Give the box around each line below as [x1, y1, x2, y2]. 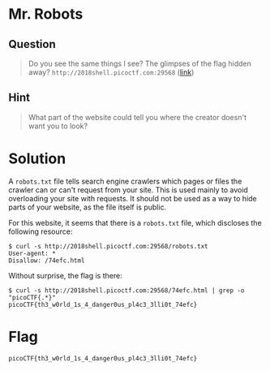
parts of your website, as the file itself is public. [8, 202, 167, 212]
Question [8, 37, 56, 51]
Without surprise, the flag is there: [8, 270, 123, 280]
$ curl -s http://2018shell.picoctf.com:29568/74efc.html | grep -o [8, 286, 245, 295]
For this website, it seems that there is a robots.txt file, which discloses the [8, 218, 262, 227]
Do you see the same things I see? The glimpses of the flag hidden [28, 58, 251, 68]
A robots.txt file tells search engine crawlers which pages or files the [8, 176, 242, 186]
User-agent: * [8, 249, 57, 257]
